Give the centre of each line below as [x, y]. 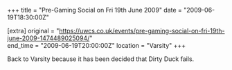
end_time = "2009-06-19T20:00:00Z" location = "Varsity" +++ [97, 45]
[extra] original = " [33, 31]
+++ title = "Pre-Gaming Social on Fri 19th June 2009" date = [95, 10]
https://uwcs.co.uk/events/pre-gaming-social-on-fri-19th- [142, 31]
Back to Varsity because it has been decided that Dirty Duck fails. [101, 59]
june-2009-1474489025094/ [48, 38]
